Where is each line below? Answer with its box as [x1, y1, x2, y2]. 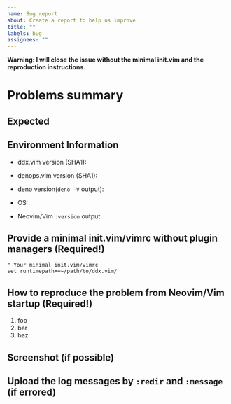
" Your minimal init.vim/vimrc [7, 262, 99, 269]
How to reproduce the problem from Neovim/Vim [7, 286, 225, 298]
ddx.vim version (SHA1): [17, 158, 87, 166]
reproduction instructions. [7, 63, 86, 71]
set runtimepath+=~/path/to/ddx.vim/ [7, 267, 118, 275]
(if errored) [7, 386, 57, 398]
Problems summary [7, 88, 124, 104]
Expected [7, 115, 50, 127]
